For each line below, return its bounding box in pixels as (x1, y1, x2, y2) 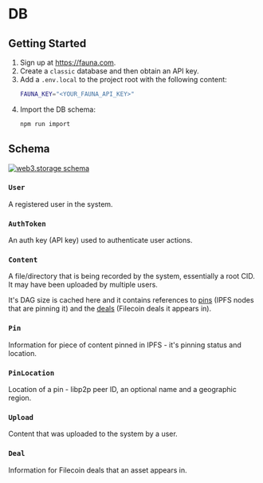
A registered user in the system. (8, 199, 113, 208)
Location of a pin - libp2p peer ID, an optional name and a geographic (8, 385, 237, 394)
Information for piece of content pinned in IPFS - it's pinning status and (8, 340, 241, 350)
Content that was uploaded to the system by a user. (8, 429, 178, 439)
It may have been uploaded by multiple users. (8, 280, 158, 290)
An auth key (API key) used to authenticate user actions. (8, 236, 193, 245)
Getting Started (8, 37, 87, 50)
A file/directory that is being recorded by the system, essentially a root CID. (8, 271, 255, 281)
